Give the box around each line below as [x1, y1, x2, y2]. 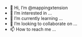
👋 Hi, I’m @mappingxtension [9, 5, 68, 10]
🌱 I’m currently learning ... [9, 15, 63, 21]
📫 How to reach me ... [9, 26, 56, 32]
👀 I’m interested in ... [9, 10, 52, 16]
